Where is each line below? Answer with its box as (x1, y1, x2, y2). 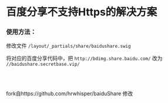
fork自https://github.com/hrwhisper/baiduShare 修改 (6, 90, 133, 97)
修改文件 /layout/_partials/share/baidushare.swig (6, 42, 131, 49)
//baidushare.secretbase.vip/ (6, 61, 80, 68)
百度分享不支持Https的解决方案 (6, 5, 157, 19)
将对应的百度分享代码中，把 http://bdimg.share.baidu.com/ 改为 (6, 55, 163, 62)
